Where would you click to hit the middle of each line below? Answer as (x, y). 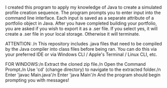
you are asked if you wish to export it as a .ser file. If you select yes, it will (81, 29)
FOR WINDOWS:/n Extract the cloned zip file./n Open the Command (75, 64)
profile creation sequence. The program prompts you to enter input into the (83, 13)
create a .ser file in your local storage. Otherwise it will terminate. (73, 34)
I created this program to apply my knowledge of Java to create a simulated (83, 7)
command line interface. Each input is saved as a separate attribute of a (80, 18)
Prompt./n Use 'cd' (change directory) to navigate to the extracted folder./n (83, 69)
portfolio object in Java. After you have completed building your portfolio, (81, 23)
